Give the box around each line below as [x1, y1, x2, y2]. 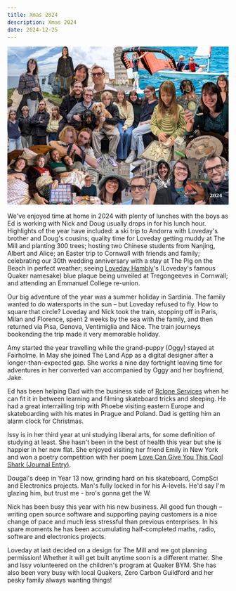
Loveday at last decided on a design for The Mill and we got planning [7, 546, 207, 554]
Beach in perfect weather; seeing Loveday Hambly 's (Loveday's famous [7, 264, 216, 273]
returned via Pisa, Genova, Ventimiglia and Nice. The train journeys [7, 323, 202, 331]
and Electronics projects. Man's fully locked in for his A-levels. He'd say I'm [7, 481, 225, 490]
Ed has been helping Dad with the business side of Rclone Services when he [7, 387, 229, 396]
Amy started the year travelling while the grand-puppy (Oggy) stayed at [7, 344, 214, 352]
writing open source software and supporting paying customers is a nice [7, 510, 218, 519]
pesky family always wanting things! [7, 576, 112, 585]
